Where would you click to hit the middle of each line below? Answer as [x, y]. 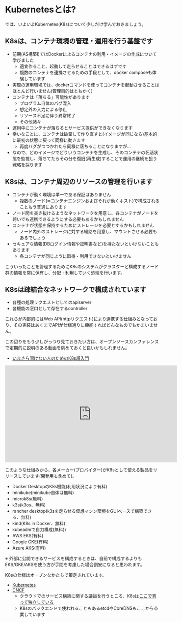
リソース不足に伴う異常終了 [47, 115]
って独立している [37, 602]
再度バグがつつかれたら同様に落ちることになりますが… [75, 146]
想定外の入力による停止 [43, 109]
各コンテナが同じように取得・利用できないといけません [75, 256]
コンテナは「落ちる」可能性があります [51, 97]
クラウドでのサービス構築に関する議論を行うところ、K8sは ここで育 [88, 596]
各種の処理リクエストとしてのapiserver [52, 302]
